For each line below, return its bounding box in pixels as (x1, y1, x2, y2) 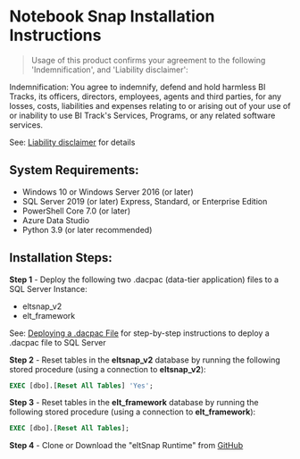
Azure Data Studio (21, 214, 90, 225)
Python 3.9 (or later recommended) (21, 224, 153, 235)
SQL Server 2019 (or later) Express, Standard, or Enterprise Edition (21, 196, 268, 206)
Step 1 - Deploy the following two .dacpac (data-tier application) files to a (9, 274, 279, 285)
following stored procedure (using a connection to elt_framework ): (9, 406, 256, 417)
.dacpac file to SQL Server (9, 337, 107, 347)
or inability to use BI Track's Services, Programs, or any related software (9, 110, 276, 121)
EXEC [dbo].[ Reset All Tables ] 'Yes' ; (9, 381, 154, 390)
